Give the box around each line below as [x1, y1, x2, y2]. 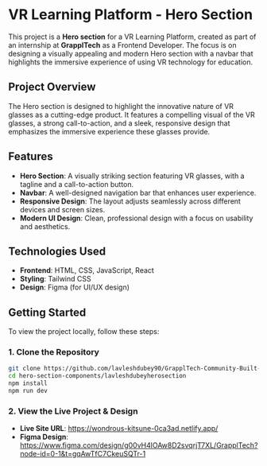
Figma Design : [19, 432, 69, 442]
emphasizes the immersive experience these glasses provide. [8, 126, 211, 136]
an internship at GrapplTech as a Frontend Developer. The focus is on [8, 40, 237, 49]
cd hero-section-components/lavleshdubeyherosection [8, 372, 187, 380]
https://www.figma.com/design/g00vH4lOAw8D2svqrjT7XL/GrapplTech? [19, 441, 258, 450]
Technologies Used [8, 244, 106, 258]
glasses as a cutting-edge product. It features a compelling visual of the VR [8, 110, 256, 119]
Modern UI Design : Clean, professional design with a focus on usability [19, 213, 253, 223]
